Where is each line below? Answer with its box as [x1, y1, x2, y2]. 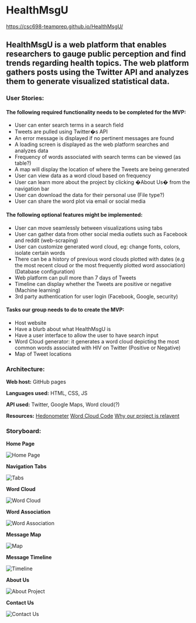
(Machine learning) [14, 287, 61, 294]
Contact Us [6, 599, 34, 607]
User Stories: [6, 94, 44, 103]
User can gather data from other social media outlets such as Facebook [14, 230, 188, 237]
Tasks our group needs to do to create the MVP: [6, 306, 125, 314]
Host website [14, 319, 47, 326]
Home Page [6, 440, 35, 447]
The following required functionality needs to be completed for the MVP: [6, 108, 186, 115]
